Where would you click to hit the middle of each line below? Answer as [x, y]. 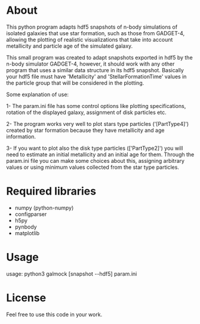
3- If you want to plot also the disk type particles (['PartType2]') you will [95, 148]
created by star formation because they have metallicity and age [85, 130]
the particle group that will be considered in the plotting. [75, 83]
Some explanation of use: [38, 94]
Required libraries [51, 191]
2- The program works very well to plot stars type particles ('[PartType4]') [98, 124]
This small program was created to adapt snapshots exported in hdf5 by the [99, 57]
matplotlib [27, 233]
